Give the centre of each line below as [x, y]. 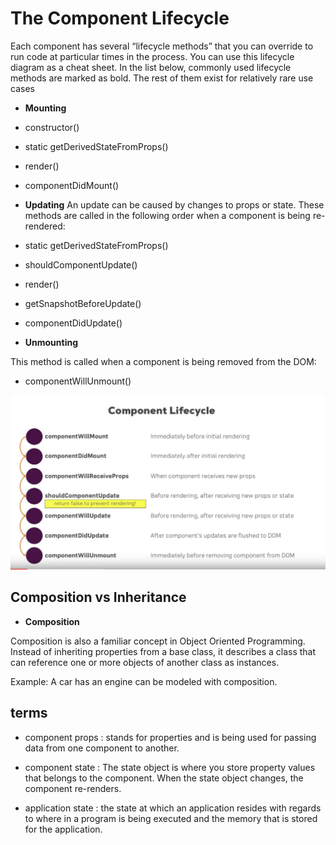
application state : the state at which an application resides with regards [173, 808]
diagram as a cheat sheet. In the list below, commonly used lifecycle [151, 67]
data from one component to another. [102, 748]
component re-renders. [73, 788]
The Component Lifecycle [120, 18]
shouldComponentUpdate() [81, 264]
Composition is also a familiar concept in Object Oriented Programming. [158, 641]
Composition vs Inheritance [98, 597]
